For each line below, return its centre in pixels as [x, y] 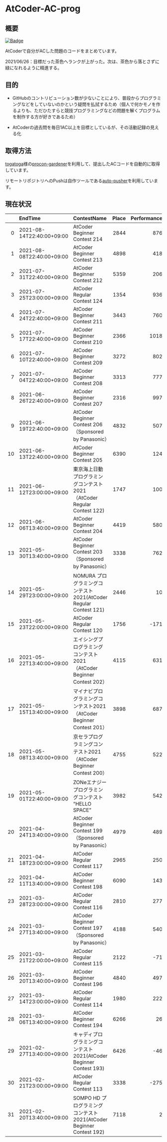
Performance [146, 219]
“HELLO [82, 804]
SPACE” [82, 810]
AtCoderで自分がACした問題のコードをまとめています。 [62, 51]
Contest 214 [88, 239]
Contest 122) [89, 511]
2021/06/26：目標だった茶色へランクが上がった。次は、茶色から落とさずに [83, 61]
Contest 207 [88, 404]
